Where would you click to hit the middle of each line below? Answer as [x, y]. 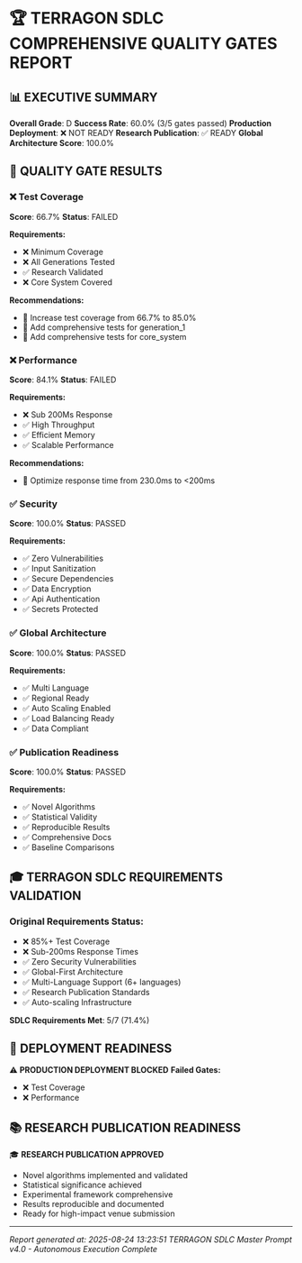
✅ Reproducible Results [66, 827]
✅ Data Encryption [57, 589]
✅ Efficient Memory [59, 435]
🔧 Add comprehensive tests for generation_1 [104, 327]
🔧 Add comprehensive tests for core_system [104, 336]
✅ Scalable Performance [68, 444]
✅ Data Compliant [55, 728]
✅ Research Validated [62, 271]
